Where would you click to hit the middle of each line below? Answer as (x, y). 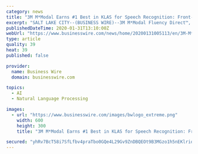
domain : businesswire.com (43, 77)
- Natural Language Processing (50, 99)
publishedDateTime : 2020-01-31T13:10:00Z (58, 28)
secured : (17, 142)
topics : (16, 88)
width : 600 (30, 120)
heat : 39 (17, 50)
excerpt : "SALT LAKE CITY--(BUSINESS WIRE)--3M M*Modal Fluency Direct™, (99, 22)
